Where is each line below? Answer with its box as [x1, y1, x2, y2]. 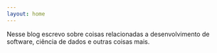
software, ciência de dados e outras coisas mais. [6, 37, 150, 46]
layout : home [6, 10, 46, 18]
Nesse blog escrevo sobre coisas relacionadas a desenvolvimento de [6, 30, 210, 38]
